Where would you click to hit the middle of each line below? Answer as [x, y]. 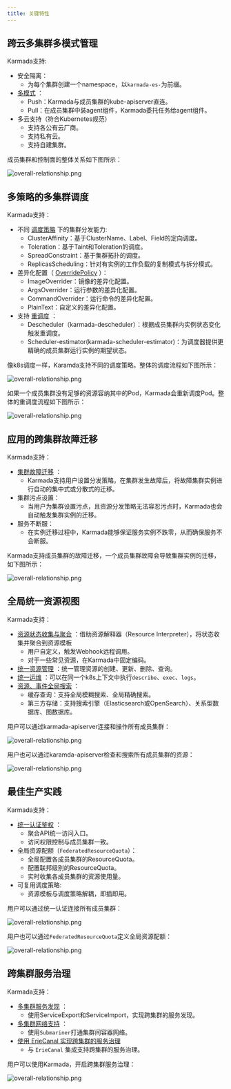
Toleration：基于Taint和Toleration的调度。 [87, 247]
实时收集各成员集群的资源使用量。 [76, 876]
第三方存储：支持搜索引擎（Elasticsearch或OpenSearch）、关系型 [120, 703]
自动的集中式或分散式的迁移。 [76, 489]
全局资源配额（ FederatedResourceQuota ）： [77, 850]
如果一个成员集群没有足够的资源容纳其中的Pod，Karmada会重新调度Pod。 [113, 393]
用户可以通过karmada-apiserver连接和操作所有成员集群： [89, 726]
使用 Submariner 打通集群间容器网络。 [79, 1032]
